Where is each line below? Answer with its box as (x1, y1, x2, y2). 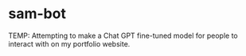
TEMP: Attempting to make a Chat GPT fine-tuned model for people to (8, 31, 238, 40)
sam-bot (8, 5, 66, 23)
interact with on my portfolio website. (8, 39, 131, 48)
